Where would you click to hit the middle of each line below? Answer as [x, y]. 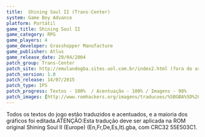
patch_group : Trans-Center [41, 63]
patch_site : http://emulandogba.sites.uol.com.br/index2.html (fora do [99, 68]
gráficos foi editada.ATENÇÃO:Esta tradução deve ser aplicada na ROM [96, 121]
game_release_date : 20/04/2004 [46, 57]
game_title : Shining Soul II [43, 29]
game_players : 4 [27, 40]
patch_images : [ [27, 97]
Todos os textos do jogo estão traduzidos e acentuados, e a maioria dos [97, 114]
